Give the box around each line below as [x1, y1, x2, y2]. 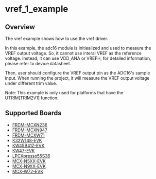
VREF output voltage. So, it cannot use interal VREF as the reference [5, 50, 142, 56]
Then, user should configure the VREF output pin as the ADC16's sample [5, 70, 150, 76]
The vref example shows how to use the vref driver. [5, 36, 108, 41]
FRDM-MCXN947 [12, 127, 48, 133]
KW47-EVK [12, 147, 35, 154]
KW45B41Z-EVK [12, 143, 45, 148]
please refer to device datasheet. [5, 61, 71, 66]
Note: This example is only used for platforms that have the [5, 90, 123, 95]
